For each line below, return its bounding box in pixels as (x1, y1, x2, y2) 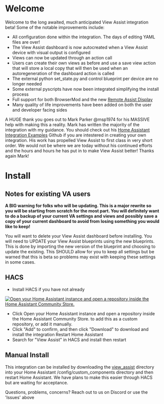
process (12, 91, 29, 97)
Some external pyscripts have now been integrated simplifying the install (12, 86, 159, 92)
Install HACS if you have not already (12, 286, 85, 292)
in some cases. (5, 259, 36, 265)
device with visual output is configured (12, 50, 91, 55)
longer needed (12, 81, 42, 86)
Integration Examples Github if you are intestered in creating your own (5, 132, 146, 138)
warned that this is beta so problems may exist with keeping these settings (5, 254, 156, 260)
